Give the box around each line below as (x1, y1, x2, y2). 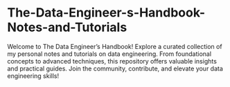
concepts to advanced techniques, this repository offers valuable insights (7, 57, 217, 65)
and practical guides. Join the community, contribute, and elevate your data (7, 64, 224, 72)
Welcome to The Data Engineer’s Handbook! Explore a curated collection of (7, 42, 223, 50)
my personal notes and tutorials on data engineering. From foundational (7, 50, 212, 58)
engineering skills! (7, 71, 60, 80)
